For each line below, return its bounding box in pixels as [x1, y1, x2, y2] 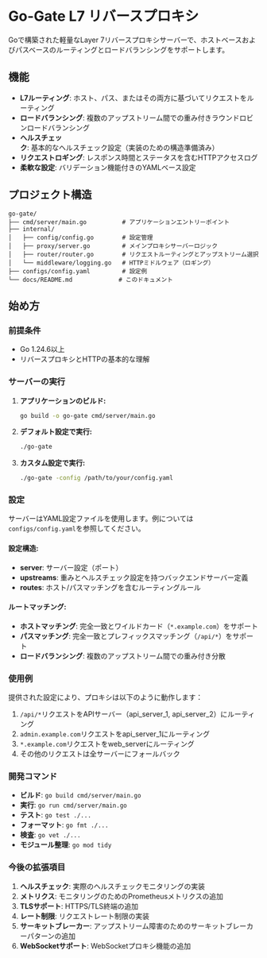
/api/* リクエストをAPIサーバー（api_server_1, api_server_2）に [19, 709, 228, 719]
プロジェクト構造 [8, 188, 92, 202]
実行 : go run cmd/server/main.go [19, 800, 127, 810]
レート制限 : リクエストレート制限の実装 [19, 911, 149, 921]
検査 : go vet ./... [19, 830, 81, 840]
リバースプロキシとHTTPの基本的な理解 [19, 354, 150, 364]
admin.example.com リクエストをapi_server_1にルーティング [19, 729, 211, 739]
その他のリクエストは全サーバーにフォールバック [19, 749, 180, 759]
